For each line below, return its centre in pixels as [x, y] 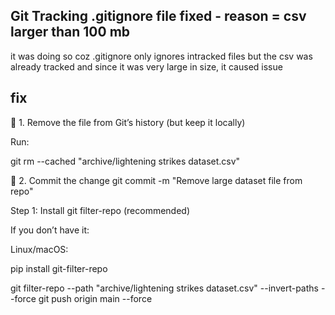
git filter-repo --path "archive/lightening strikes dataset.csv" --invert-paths [164, 288]
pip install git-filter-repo [59, 268]
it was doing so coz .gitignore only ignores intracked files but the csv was [161, 56]
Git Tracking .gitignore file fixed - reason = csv [158, 16]
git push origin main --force [95, 298]
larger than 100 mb [70, 32]
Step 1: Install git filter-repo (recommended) [100, 210]
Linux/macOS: [39, 249]
